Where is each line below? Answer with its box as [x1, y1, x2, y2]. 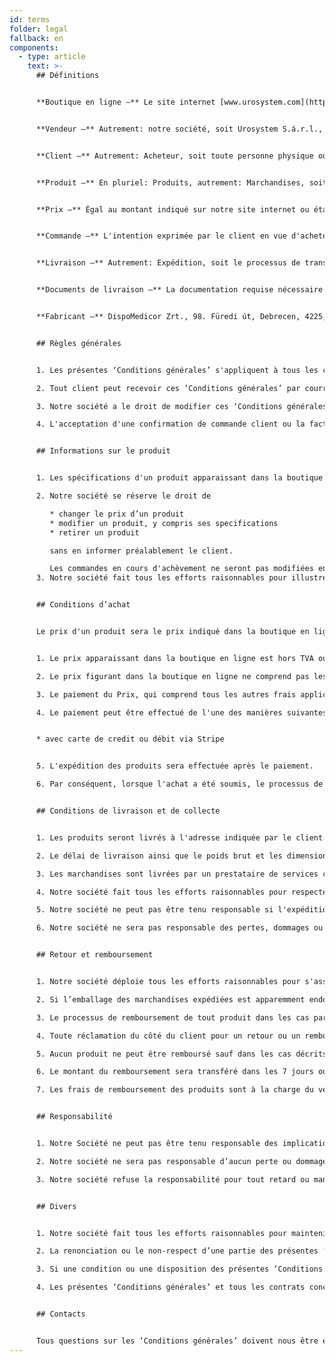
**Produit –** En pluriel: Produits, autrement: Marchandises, [35, 177, 306, 188]
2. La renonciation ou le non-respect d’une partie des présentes [35, 1246, 319, 1256]
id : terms [9, 14, 51, 25]
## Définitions [35, 71, 100, 81]
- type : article [18, 52, 86, 62]
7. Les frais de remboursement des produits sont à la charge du [35, 1085, 314, 1095]
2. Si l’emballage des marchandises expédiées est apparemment [35, 994, 306, 1005]
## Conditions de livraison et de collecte [35, 806, 221, 816]
